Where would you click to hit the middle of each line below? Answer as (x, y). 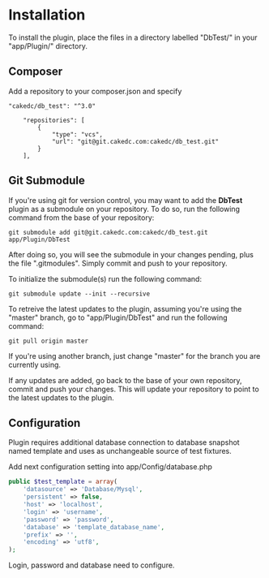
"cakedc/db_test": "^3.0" (52, 106)
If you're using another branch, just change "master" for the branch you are (134, 356)
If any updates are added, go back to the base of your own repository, (125, 380)
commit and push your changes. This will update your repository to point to (134, 389)
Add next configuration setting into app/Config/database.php (111, 467)
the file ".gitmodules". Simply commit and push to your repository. (118, 263)
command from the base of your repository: (81, 218)
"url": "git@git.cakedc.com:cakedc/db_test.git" (135, 141)
